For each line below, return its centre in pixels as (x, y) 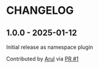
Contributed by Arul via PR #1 (43, 59)
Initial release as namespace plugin (50, 47)
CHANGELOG (40, 11)
